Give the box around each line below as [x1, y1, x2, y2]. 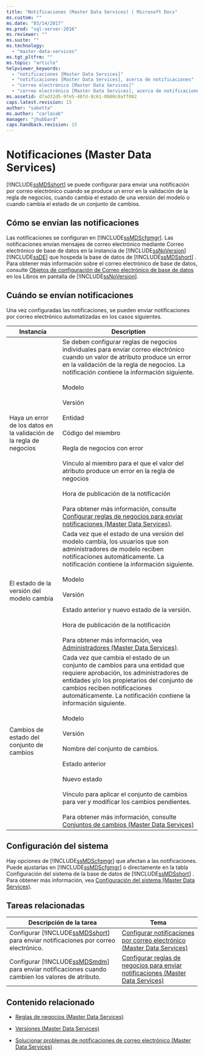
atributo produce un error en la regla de [62, 466, 175, 475]
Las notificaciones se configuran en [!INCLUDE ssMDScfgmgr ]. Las [6, 234, 174, 241]
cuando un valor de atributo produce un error [62, 353, 191, 361]
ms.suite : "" [6, 37, 39, 43]
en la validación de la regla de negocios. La [62, 360, 185, 369]
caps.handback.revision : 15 [6, 122, 78, 128]
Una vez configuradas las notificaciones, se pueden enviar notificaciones [6, 306, 190, 313]
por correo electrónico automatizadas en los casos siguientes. [6, 313, 162, 320]
